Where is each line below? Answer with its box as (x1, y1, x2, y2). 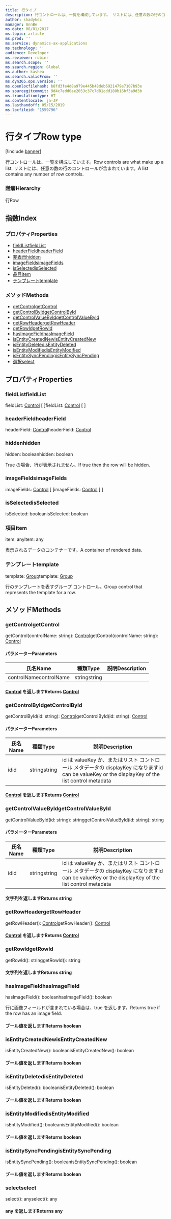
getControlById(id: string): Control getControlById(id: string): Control (5, 713, 148, 720)
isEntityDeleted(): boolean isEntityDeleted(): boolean (5, 1084, 115, 1091)
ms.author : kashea (5, 70, 44, 75)
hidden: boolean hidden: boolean (5, 451, 73, 457)
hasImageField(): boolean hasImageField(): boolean (5, 994, 112, 1000)
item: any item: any (5, 536, 44, 542)
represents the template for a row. (5, 589, 76, 595)
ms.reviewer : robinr (5, 55, 49, 60)
